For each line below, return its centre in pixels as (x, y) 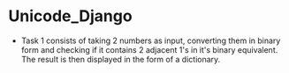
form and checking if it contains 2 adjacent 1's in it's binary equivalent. (149, 49)
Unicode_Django (71, 16)
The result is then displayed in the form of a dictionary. (121, 59)
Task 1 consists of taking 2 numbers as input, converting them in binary (151, 40)
